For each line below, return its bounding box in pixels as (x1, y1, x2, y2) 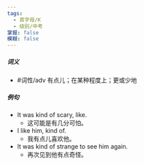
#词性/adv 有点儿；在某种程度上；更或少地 (16, 76, 138, 84)
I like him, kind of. (16, 127, 67, 135)
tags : (7, 10, 23, 17)
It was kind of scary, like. (16, 111, 87, 119)
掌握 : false (7, 29, 39, 36)
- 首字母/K (13, 16, 41, 23)
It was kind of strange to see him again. (16, 142, 128, 151)
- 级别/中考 (13, 23, 43, 29)
